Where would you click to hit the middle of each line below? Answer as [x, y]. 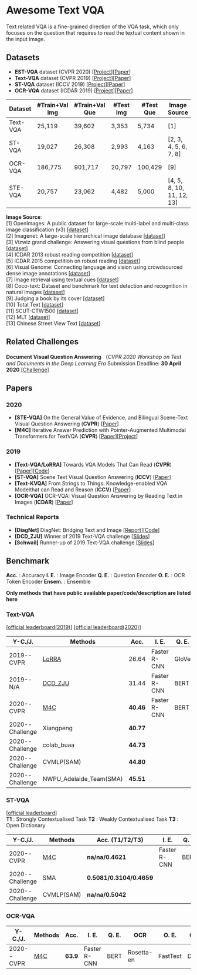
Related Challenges [43, 342]
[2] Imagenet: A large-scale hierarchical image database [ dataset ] [86, 235]
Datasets [23, 57]
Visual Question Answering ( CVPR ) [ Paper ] [67, 424]
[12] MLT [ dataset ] [28, 317]
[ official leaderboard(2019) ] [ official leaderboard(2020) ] [74, 627]
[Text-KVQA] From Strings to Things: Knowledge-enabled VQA [91, 483]
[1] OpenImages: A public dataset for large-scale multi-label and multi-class [98, 223]
